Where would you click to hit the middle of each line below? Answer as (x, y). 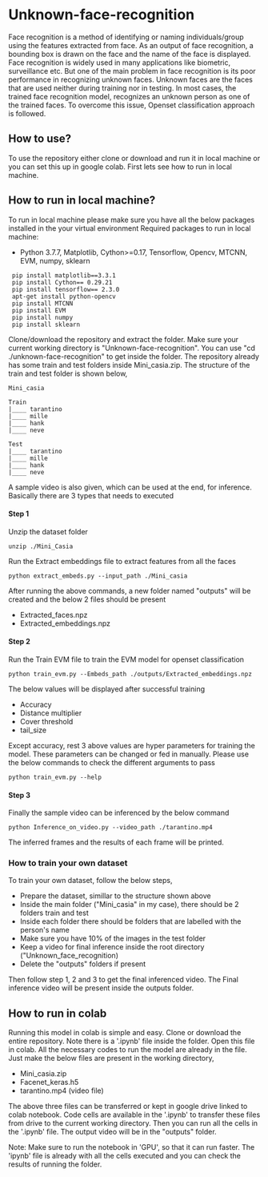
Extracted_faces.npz (54, 615)
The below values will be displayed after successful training (107, 689)
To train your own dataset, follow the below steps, (91, 881)
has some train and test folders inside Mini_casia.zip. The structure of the (129, 365)
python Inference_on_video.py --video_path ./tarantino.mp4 (111, 828)
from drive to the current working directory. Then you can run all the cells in (133, 1123)
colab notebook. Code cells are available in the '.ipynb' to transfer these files (134, 1115)
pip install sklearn (46, 324)
